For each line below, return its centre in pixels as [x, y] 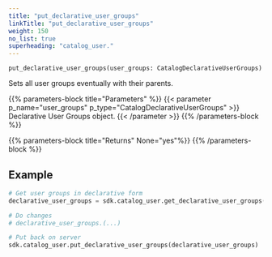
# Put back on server [45, 238]
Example [31, 175]
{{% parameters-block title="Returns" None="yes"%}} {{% [107, 141]
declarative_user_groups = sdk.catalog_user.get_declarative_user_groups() [139, 201]
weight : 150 [28, 31]
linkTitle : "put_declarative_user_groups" [81, 24]
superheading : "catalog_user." [61, 46]
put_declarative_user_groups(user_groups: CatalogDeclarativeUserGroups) [136, 69]
